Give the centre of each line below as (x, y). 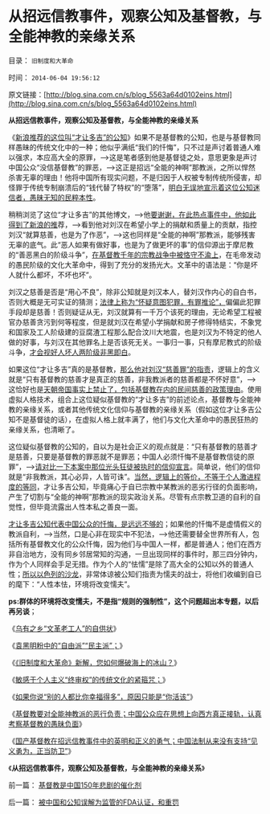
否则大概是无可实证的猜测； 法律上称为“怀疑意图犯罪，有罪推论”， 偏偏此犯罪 (135, 301)
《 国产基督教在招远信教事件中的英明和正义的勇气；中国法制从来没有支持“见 (133, 741)
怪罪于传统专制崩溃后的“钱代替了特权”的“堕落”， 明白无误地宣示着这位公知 (131, 187)
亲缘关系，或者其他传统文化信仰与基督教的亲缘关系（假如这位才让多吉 (138, 409)
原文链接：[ (27, 94)
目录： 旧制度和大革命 (41, 60)
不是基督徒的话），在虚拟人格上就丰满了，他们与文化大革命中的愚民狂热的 (137, 419)
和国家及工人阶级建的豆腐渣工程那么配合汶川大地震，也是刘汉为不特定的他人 (135, 332)
